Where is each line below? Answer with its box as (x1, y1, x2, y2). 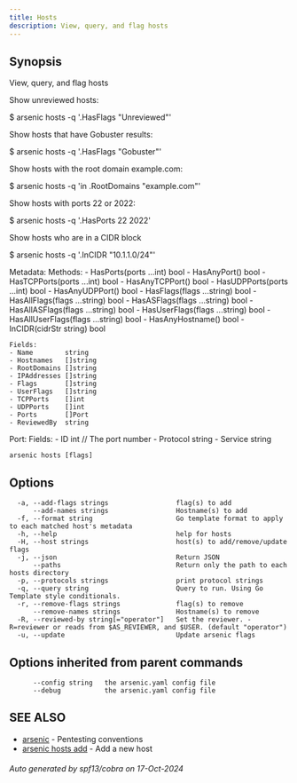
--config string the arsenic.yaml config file (32, 678, 216, 687)
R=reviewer (9, 623, 50, 632)
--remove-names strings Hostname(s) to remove (32, 607, 260, 617)
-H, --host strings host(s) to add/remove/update (17, 538, 288, 547)
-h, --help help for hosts (17, 530, 232, 539)
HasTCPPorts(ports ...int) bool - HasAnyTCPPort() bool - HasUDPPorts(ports (9, 276, 288, 287)
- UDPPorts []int (9, 403, 86, 412)
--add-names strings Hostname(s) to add (32, 507, 248, 516)
